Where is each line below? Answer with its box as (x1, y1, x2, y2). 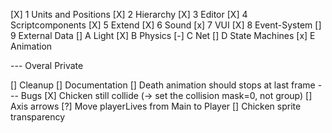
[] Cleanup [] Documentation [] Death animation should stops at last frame (10, 79, 316, 91)
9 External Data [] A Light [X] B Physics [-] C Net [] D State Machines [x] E (10, 30, 316, 41)
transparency (10, 111, 66, 123)
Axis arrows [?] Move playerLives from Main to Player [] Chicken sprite (10, 100, 302, 112)
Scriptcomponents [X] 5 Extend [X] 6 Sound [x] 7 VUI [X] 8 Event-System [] (10, 19, 322, 31)
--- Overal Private (10, 60, 84, 71)
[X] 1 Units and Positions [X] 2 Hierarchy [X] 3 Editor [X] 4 (10, 9, 248, 20)
